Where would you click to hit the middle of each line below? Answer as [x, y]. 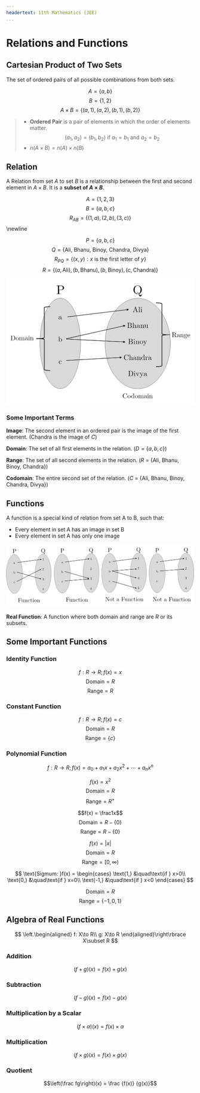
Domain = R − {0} [100, 822]
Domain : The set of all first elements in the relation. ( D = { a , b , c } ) [87, 449]
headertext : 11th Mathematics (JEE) [52, 13]
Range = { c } [100, 738]
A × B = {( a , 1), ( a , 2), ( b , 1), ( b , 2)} [100, 110]
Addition [19, 956]
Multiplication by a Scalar [44, 1013]
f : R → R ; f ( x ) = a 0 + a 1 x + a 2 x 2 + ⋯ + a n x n [100, 768]
